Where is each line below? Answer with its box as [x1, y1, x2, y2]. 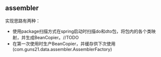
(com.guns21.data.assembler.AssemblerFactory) [12, 46, 112, 52]
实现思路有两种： [5, 17, 40, 24]
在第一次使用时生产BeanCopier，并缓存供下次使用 [12, 41, 116, 47]
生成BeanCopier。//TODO [25, 34, 79, 40]
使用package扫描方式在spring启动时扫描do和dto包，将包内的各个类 [12, 28, 152, 34]
